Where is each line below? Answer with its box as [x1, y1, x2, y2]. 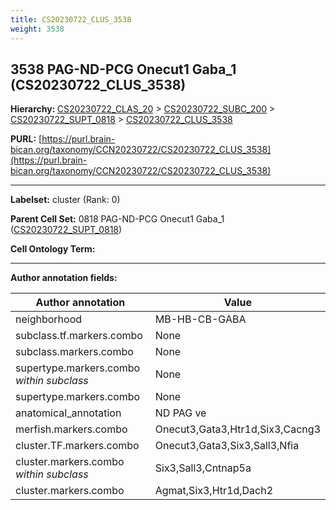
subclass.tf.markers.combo [15, 329, 143, 343]
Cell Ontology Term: [10, 243, 96, 255]
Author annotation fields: [10, 272, 118, 284]
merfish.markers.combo [15, 422, 128, 436]
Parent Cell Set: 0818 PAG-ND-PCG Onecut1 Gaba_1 [10, 213, 225, 225]
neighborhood [15, 312, 83, 326]
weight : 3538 [10, 24, 65, 34]
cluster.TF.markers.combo [15, 439, 140, 453]
